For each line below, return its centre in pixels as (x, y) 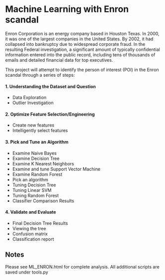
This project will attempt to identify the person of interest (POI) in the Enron (82, 70)
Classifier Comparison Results (43, 201)
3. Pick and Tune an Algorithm (37, 142)
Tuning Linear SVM (32, 190)
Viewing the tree (29, 228)
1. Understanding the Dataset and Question (50, 86)
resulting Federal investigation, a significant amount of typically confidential (83, 49)
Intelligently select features (40, 131)
